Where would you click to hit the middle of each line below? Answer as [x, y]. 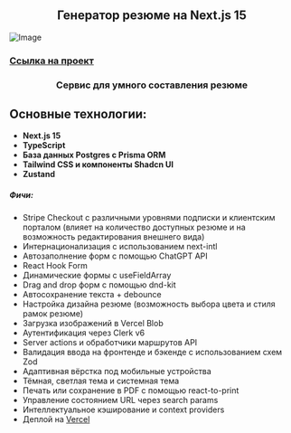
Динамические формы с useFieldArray [97, 276]
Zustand [39, 174]
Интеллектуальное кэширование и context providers [123, 409]
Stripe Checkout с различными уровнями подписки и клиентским [149, 218]
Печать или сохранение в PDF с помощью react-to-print [131, 391]
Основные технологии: [78, 114]
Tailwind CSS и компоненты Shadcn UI [98, 165]
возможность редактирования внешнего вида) [113, 237]
